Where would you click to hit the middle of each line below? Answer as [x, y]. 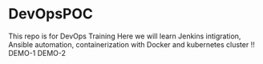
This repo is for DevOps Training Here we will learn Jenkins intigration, [125, 36]
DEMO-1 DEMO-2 [37, 53]
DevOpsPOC [51, 14]
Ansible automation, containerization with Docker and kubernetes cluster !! [131, 44]
